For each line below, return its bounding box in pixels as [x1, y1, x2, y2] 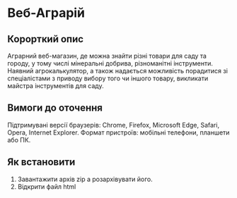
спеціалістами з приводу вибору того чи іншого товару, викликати [7, 74, 209, 82]
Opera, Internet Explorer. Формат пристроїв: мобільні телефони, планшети [7, 128, 230, 137]
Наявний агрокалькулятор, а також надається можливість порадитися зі [7, 67, 229, 75]
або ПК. [7, 135, 31, 144]
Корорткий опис [7, 33, 83, 45]
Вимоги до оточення [7, 102, 103, 114]
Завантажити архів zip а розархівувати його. [17, 175, 154, 183]
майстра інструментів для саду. [7, 82, 104, 89]
